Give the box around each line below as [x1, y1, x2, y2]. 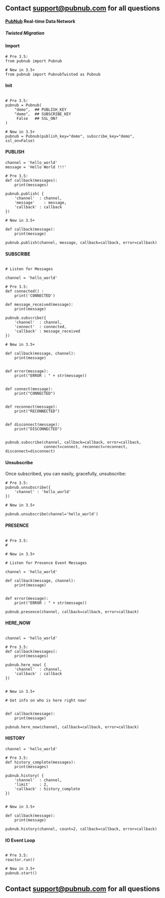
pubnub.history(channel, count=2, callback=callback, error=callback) [5, 826, 157, 831]
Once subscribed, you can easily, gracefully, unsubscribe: [5, 471, 127, 477]
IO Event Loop [5, 837, 35, 843]
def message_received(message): [5, 302, 73, 307]
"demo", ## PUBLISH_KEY [14, 107, 67, 112]
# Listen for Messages [5, 267, 53, 272]
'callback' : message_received [14, 329, 80, 334]
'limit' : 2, [14, 782, 49, 787]
